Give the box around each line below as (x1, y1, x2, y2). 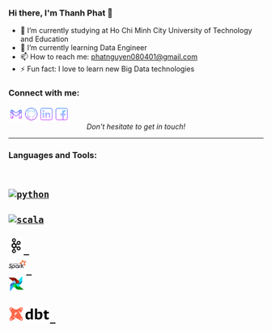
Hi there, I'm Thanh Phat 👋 (8, 7, 113, 19)
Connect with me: (8, 87, 80, 99)
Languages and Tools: (8, 149, 97, 160)
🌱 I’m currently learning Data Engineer (19, 43, 147, 53)
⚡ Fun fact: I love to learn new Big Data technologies (19, 64, 195, 74)
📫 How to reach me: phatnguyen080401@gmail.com (19, 52, 198, 62)
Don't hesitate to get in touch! (86, 121, 186, 131)
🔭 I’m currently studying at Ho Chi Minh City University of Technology (19, 26, 253, 36)
